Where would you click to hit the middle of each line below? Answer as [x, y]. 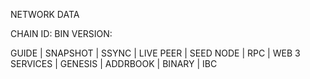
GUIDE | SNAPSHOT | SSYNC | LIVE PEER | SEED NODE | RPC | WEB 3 [155, 53]
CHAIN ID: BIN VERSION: [61, 33]
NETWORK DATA [45, 14]
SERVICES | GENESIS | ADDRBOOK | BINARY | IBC [114, 63]
